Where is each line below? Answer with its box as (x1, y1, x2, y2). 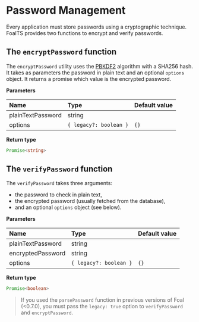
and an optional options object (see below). (14, 204, 122, 211)
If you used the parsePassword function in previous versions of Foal (20, 296, 184, 304)
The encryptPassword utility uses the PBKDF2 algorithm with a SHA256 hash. (6, 62, 193, 70)
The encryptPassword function (6, 47, 117, 57)
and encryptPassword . (20, 309, 73, 316)
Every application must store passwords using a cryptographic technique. (6, 23, 187, 30)
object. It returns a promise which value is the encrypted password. (6, 75, 172, 82)
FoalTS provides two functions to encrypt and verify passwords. (6, 29, 163, 36)
